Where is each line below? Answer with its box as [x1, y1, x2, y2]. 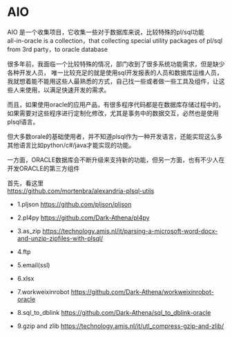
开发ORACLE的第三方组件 [7, 164, 80, 173]
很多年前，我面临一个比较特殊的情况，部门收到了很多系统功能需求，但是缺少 [7, 59, 225, 68]
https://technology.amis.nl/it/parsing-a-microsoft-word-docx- [42, 227, 218, 235]
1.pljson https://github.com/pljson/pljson [17, 200, 132, 208]
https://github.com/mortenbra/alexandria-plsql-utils [7, 186, 155, 195]
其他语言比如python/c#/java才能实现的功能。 [7, 141, 135, 149]
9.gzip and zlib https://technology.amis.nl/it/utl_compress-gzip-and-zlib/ [17, 322, 224, 330]
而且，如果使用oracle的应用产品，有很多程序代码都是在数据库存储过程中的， [7, 100, 225, 108]
